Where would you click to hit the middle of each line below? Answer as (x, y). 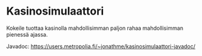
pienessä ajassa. (27, 34)
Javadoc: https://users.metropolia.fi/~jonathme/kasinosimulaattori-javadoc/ (101, 46)
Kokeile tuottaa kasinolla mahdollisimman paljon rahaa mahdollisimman (95, 28)
